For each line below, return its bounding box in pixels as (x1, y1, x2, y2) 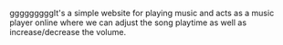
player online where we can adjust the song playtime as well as (9, 17, 247, 28)
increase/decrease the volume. (9, 27, 126, 37)
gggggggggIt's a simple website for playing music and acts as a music (9, 8, 275, 18)
